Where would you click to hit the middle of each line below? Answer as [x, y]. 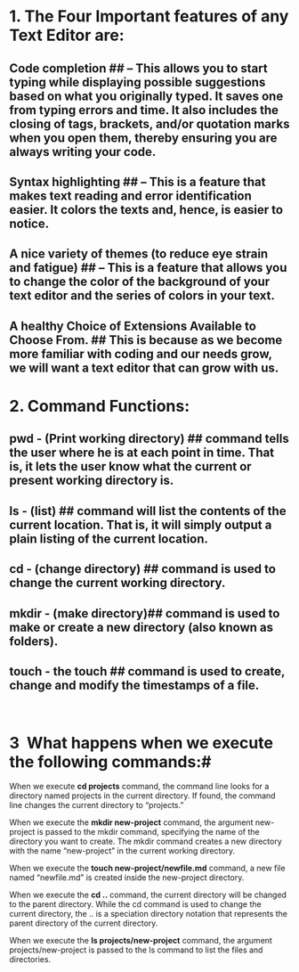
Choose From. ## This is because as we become [146, 340]
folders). [34, 641]
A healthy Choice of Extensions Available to [133, 326]
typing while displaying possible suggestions [137, 82]
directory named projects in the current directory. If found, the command [142, 796]
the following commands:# [110, 761]
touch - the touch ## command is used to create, [147, 671]
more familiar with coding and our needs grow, [141, 354]
